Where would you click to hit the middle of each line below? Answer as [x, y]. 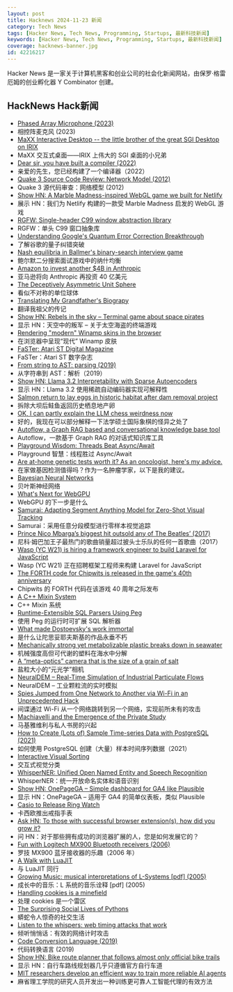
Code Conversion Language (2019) [67, 940]
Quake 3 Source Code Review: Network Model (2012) [94, 179]
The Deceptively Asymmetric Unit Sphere [77, 284]
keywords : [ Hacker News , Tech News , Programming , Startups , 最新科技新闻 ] [115, 40]
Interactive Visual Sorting [53, 756]
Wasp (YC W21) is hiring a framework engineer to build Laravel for [112, 549]
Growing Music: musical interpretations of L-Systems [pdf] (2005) [112, 876]
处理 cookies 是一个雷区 [52, 901]
